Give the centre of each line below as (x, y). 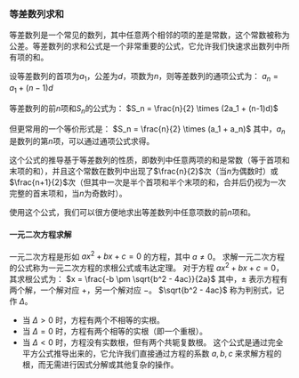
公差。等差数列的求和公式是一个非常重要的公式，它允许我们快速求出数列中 (145, 46)
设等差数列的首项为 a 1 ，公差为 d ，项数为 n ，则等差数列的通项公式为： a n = (144, 77)
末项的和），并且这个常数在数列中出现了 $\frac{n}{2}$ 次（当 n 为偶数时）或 (144, 172)
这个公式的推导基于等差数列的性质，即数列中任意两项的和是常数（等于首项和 (149, 160)
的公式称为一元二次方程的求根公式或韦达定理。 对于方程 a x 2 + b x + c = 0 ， (147, 267)
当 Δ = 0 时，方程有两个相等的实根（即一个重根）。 (114, 331)
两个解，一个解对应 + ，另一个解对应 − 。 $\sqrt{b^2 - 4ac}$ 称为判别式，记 (147, 290)
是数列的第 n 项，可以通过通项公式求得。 (82, 141)
